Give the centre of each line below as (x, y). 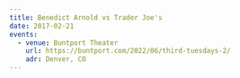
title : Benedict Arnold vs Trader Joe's (86, 17)
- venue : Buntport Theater (68, 43)
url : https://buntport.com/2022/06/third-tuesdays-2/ (128, 51)
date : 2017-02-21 (42, 26)
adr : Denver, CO (56, 59)
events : (24, 34)
